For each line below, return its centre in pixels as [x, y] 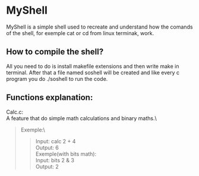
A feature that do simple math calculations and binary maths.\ [82, 118]
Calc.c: [15, 112]
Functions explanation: [50, 98]
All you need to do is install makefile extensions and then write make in [93, 66]
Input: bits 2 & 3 [55, 160]
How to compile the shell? [55, 52]
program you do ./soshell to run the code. [57, 78]
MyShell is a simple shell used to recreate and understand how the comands [99, 27]
